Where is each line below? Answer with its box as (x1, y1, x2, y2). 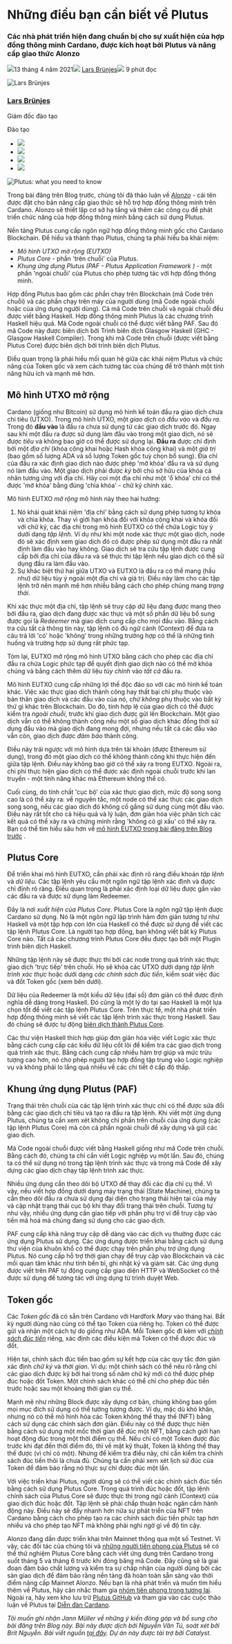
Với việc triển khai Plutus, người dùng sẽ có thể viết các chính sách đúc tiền (7, 1477, 222, 1486)
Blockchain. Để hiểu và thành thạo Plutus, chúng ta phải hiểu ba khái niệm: (7, 234, 220, 242)
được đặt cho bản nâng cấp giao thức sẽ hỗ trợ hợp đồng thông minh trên (7, 198, 216, 207)
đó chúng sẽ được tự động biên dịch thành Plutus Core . (7, 1020, 165, 1029)
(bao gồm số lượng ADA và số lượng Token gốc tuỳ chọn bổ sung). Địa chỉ (7, 451, 217, 460)
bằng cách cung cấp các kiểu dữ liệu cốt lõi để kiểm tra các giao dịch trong (7, 1041, 222, 1050)
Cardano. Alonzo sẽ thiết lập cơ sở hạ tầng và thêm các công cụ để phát (7, 205, 213, 214)
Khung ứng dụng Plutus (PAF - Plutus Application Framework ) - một (17, 261, 213, 270)
